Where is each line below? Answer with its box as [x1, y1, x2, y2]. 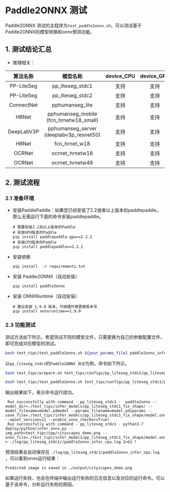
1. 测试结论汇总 [5, 45, 52, 54]
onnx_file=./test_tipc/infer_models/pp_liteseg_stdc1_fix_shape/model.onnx [5, 435, 168, 440]
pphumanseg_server [48, 125, 97, 132]
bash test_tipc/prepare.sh [5, 370, 62, 376]
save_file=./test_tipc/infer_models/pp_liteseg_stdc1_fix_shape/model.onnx [5, 413, 168, 418]
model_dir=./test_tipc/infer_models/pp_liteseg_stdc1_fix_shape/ [5, 404, 146, 409]
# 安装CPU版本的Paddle [12, 240, 57, 245]
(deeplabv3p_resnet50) [44, 131, 101, 138]
